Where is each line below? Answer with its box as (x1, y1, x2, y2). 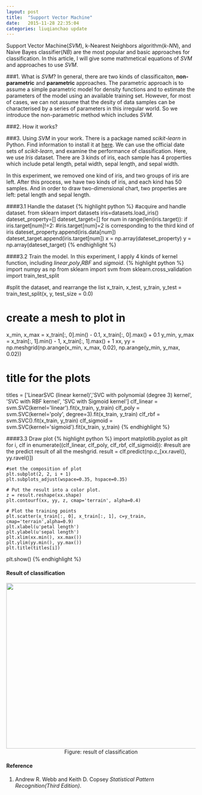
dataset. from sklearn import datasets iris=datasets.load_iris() (6, 209, 159, 217)
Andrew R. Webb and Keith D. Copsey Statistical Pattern (14, 775, 155, 783)
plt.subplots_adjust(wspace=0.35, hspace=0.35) (6, 476, 128, 482)
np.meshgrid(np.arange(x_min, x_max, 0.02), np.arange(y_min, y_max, (6, 344, 180, 351)
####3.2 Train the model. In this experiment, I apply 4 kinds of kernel (6, 253, 178, 260)
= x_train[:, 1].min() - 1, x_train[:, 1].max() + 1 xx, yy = (6, 338, 135, 345)
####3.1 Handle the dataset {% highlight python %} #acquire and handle (6, 203, 186, 210)
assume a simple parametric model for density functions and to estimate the (6, 86, 195, 93)
